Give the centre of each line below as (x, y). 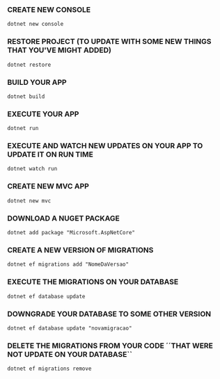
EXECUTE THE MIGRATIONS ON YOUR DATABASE (93, 282)
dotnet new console (36, 24)
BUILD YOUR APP (37, 82)
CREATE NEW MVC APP (48, 186)
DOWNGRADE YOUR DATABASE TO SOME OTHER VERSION (109, 314)
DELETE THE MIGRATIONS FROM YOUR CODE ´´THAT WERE (110, 346)
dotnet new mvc (29, 201)
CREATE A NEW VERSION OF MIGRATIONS (80, 250)
